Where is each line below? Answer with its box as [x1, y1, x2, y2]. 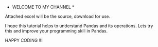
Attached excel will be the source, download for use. [5, 14, 110, 19]
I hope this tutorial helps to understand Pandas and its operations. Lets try [5, 23, 153, 29]
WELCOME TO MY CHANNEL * [12, 4, 74, 10]
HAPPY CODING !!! [5, 37, 43, 43]
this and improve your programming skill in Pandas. [5, 28, 108, 33]
